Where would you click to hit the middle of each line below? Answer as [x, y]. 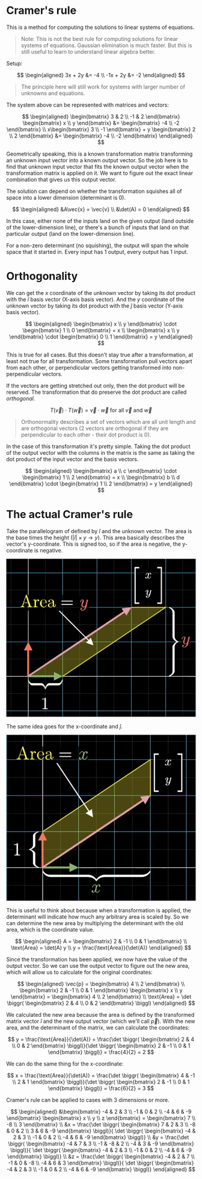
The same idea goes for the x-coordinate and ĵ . [65, 726]
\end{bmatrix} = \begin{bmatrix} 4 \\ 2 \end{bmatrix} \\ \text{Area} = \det [101, 996]
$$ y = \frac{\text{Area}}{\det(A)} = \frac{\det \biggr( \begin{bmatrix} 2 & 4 [101, 1039]
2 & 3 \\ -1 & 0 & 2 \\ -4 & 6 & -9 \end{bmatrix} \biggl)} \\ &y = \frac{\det [101, 1137]
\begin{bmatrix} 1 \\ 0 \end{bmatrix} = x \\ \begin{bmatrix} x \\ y [101, 330]
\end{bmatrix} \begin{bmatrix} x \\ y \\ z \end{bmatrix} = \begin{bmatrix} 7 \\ [101, 1118]
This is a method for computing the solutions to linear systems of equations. [100, 27]
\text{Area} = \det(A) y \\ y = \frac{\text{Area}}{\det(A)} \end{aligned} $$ [101, 947]
